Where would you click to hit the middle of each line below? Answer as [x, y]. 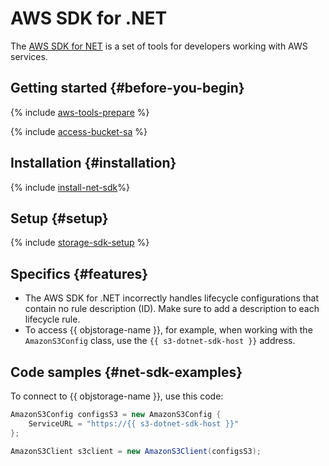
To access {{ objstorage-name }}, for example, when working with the [168, 330]
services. [29, 56]
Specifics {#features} [79, 273]
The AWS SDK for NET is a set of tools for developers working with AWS [159, 46]
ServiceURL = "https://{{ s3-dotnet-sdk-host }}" [134, 423]
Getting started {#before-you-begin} [127, 88]
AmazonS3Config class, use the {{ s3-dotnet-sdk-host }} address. [160, 341]
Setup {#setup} [59, 218]
